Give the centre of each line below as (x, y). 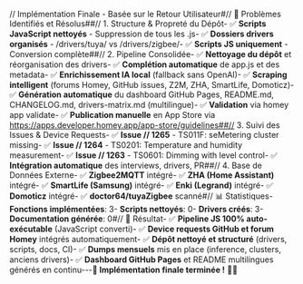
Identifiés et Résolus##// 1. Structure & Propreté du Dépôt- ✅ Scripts (138, 24)
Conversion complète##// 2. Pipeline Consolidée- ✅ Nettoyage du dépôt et (151, 54)
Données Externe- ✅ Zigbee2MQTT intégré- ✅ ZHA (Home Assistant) (142, 175)
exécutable (31, 229)
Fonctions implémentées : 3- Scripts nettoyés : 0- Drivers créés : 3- (137, 209)
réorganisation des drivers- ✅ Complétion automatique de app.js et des (145, 64)
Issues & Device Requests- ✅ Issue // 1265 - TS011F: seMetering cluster (144, 135)
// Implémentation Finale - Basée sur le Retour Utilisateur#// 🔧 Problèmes (145, 14)
